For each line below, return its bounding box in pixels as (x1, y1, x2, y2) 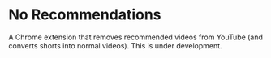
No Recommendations (8, 6, 161, 24)
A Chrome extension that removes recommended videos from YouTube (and (8, 32, 264, 42)
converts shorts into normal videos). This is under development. (8, 40, 222, 50)
